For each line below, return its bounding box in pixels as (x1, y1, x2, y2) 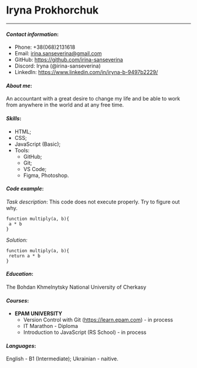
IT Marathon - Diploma (23, 323, 78, 330)
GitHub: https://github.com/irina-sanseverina (14, 56, 123, 63)
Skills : (6, 115, 22, 122)
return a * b (8, 253, 41, 259)
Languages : (6, 342, 36, 349)
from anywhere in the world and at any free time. (6, 101, 124, 109)
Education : (6, 270, 34, 277)
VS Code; (23, 165, 47, 172)
